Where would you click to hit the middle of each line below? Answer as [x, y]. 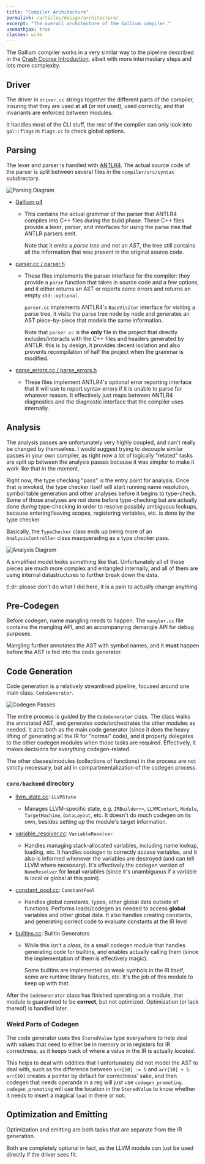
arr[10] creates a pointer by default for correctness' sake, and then [92, 1076]
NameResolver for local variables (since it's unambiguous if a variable [111, 872]
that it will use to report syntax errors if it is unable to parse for [103, 388]
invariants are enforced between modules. [60, 112]
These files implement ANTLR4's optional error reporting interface [108, 382]
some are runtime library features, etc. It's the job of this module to [109, 977]
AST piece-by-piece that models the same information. [94, 320]
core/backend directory [40, 784]
